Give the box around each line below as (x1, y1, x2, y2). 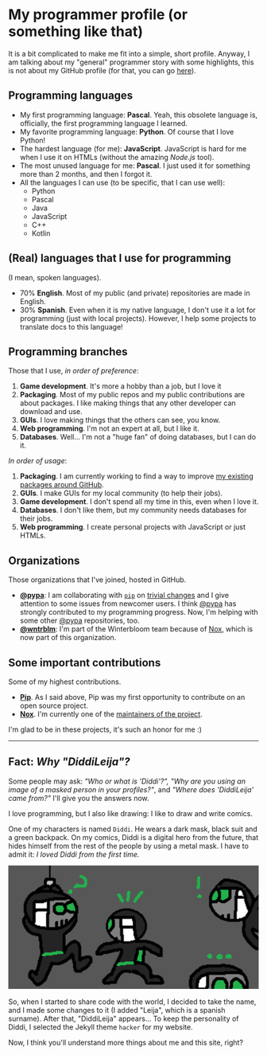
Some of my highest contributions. (8, 677, 122, 686)
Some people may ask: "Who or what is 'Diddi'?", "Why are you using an (8, 776, 246, 786)
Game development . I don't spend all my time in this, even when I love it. (19, 497, 259, 506)
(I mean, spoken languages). (8, 272, 102, 282)
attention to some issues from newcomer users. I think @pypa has (19, 599, 237, 608)
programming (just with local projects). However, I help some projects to (19, 313, 257, 323)
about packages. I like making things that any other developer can (19, 398, 236, 408)
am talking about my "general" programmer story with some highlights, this (8, 57, 254, 67)
